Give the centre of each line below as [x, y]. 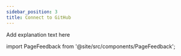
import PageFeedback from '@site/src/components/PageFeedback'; [91, 46]
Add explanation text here [38, 34]
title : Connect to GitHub [38, 17]
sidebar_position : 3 [32, 12]
